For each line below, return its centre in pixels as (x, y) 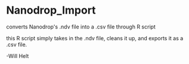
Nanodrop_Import (51, 10)
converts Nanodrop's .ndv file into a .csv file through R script (81, 27)
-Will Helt (18, 56)
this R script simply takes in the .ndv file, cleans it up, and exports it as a (95, 38)
